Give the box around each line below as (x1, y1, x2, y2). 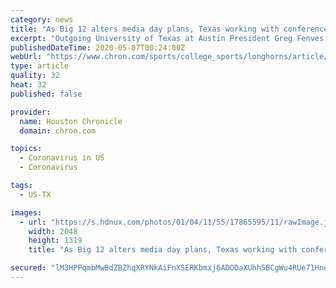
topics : (10, 144, 43, 154)
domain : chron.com (19, 126, 97, 136)
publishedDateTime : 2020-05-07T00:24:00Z (10, 42, 186, 53)
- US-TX (19, 189, 52, 200)
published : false (10, 89, 83, 99)
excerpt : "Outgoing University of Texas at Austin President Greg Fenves (10, 33, 325, 43)
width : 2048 (28, 226, 78, 236)
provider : (10, 107, 52, 117)
